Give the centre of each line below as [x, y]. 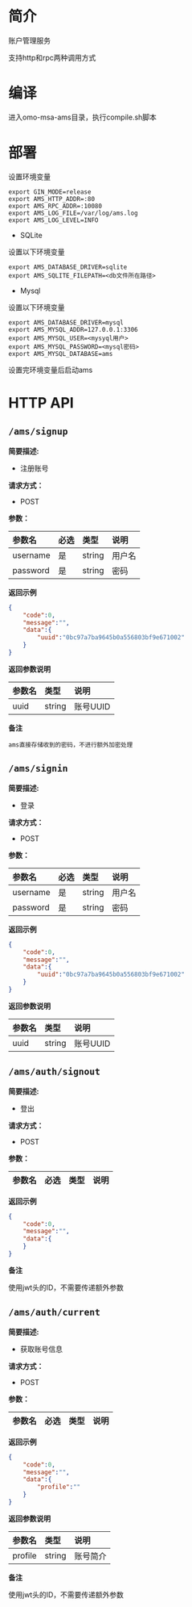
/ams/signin [38, 769]
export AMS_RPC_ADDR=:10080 [55, 206]
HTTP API [41, 403]
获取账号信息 [41, 1349]
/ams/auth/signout [54, 1072]
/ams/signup [38, 431]
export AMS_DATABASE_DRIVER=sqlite [68, 267]
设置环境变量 [29, 176]
